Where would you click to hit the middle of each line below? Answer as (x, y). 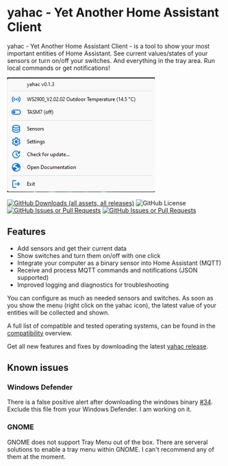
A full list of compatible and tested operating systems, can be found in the (111, 326)
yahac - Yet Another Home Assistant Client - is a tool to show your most (109, 46)
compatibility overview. (40, 333)
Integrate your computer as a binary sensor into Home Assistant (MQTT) (119, 263)
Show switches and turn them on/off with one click (89, 255)
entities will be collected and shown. (58, 312)
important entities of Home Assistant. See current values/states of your (107, 53)
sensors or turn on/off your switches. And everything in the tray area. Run (111, 60)
